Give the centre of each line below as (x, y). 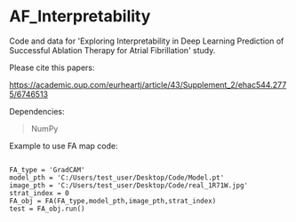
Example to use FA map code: (64, 146)
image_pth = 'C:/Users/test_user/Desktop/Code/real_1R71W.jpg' (129, 185)
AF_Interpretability (80, 16)
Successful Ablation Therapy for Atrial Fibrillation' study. (112, 50)
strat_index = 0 (39, 193)
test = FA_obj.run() (48, 209)
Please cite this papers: (52, 67)
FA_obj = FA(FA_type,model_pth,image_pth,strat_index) (113, 201)
